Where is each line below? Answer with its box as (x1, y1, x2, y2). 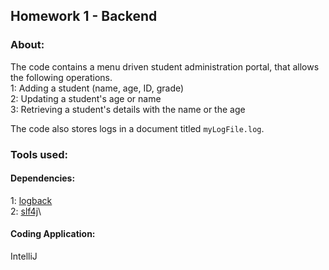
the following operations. (10, 71, 113, 83)
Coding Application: (10, 228, 96, 240)
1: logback (10, 194, 53, 206)
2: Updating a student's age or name (10, 92, 162, 104)
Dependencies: (10, 172, 76, 184)
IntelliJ (10, 250, 38, 263)
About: (10, 38, 45, 52)
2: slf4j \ (10, 205, 42, 217)
